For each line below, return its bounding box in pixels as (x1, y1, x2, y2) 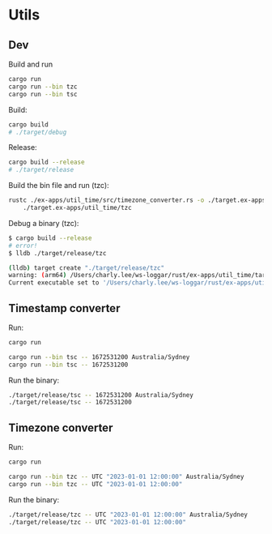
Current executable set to (8, 279, 100, 287)
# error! (8, 241, 38, 250)
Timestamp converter (8, 301, 121, 315)
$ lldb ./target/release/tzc (8, 249, 107, 257)
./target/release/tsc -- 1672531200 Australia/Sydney (8, 391, 194, 399)
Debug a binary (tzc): (8, 218, 79, 228)
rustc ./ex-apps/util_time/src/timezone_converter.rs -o (8, 196, 205, 204)
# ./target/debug (8, 128, 67, 136)
